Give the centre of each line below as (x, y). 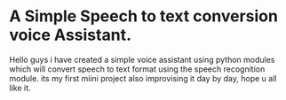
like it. (20, 88)
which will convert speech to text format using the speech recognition (137, 69)
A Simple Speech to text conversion (143, 16)
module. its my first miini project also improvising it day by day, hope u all (143, 78)
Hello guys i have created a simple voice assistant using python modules (142, 59)
